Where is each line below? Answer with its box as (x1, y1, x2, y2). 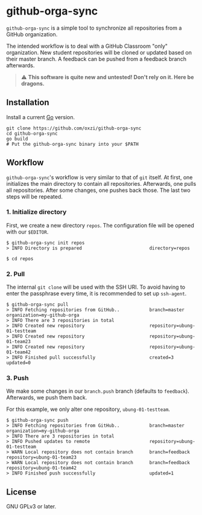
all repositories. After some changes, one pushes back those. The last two (6, 186, 191, 194)
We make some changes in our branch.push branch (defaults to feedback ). (6, 387, 190, 395)
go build (6, 136, 28, 142)
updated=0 (6, 360, 31, 366)
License (6, 487, 37, 497)
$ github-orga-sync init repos (6, 240, 85, 246)
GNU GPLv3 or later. (6, 503, 57, 510)
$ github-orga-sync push (6, 418, 69, 424)
